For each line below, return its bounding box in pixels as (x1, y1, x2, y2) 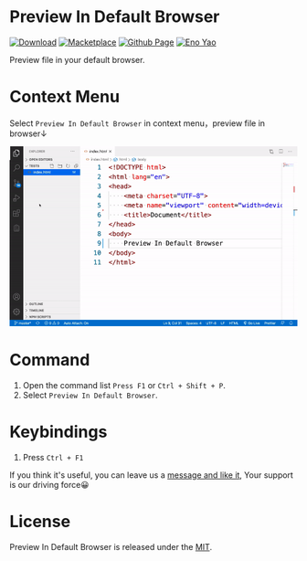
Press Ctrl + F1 (22, 451, 84, 462)
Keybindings (9, 422, 108, 442)
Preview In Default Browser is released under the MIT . (9, 541, 213, 552)
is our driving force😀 (9, 479, 90, 490)
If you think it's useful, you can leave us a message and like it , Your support (9, 469, 294, 481)
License (9, 511, 71, 532)
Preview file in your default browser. (9, 54, 145, 65)
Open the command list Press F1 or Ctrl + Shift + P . (22, 379, 227, 390)
